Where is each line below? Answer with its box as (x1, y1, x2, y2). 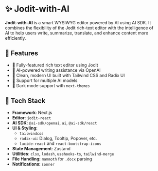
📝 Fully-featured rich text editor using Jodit (12, 62, 98, 68)
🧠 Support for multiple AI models (12, 78, 78, 83)
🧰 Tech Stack (5, 97, 46, 105)
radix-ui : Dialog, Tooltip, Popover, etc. (19, 135, 97, 141)
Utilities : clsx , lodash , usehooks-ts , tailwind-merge (12, 151, 114, 156)
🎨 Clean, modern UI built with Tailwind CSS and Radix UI (12, 72, 125, 78)
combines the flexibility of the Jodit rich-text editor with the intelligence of (5, 25, 154, 31)
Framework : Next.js (12, 109, 53, 115)
